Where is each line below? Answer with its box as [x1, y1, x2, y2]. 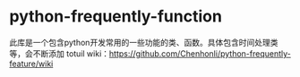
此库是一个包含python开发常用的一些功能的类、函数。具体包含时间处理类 [9, 37, 279, 47]
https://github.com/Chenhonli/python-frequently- [108, 47, 291, 59]
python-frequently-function [9, 6, 222, 27]
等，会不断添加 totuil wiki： [9, 47, 110, 59]
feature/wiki [9, 58, 54, 69]
